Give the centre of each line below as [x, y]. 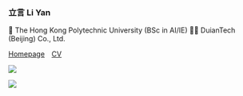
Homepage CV [35, 54]
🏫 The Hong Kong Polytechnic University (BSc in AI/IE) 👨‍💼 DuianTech [122, 30]
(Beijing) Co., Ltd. [37, 39]
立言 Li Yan [30, 12]
